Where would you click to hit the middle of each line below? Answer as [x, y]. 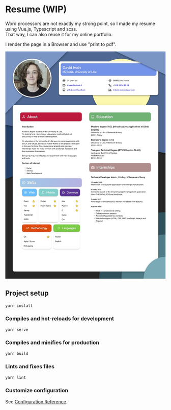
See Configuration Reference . [36, 401]
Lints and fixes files [30, 367]
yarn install [19, 306]
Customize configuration [37, 391]
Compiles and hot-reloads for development [60, 319]
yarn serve [17, 330]
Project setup [27, 293]
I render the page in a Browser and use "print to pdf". [61, 44]
